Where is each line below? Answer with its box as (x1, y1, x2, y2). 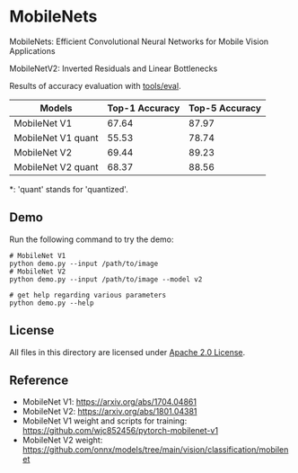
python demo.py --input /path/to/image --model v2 (9, 274, 203, 284)
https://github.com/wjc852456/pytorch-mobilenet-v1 (22, 425, 218, 436)
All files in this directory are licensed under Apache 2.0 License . (9, 346, 246, 357)
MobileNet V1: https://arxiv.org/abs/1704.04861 (22, 397, 197, 407)
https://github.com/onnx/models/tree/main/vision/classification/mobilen (22, 444, 289, 455)
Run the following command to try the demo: (9, 234, 174, 245)
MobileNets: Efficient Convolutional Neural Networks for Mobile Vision (9, 36, 269, 47)
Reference (9, 372, 69, 388)
